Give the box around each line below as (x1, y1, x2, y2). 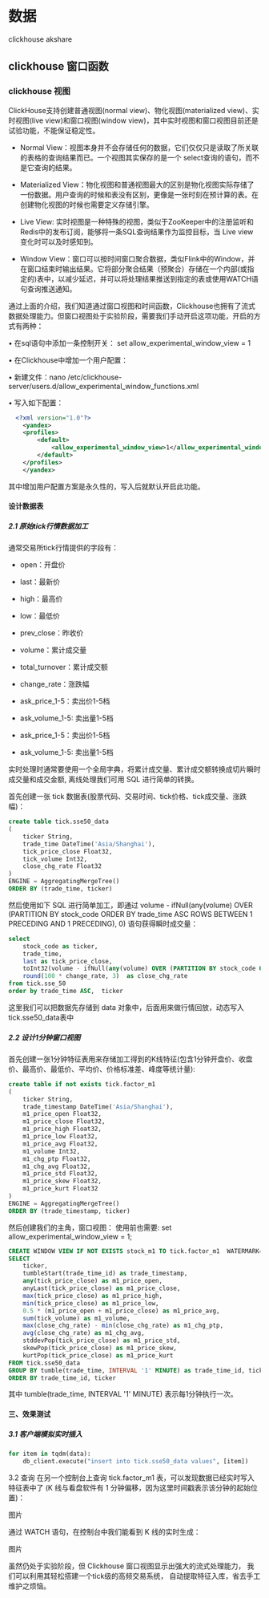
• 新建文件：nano (8, 372, 66, 382)
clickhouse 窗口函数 (8, 59, 110, 73)
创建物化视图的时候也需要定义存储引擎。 (19, 200, 154, 209)
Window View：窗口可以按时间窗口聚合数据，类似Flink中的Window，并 (19, 253, 255, 263)
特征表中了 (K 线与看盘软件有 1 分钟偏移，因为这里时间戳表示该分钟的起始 (8, 1482, 251, 1492)
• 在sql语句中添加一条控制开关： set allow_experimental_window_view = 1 (8, 338, 251, 347)
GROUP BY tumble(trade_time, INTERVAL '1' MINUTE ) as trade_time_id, (8, 1366, 246, 1374)
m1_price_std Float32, (22, 1170, 98, 1178)
